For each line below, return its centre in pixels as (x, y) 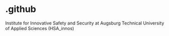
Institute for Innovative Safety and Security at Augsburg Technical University (85, 23)
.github (21, 9)
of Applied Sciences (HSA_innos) (40, 28)
